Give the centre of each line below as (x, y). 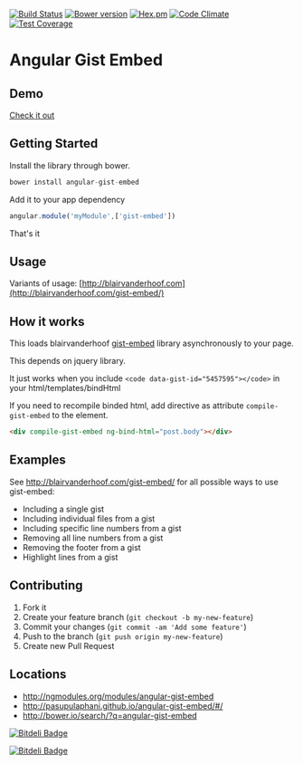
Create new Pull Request (68, 645)
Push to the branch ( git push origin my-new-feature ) (123, 636)
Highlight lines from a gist (70, 557)
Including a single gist (63, 509)
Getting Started (54, 143)
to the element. (80, 416)
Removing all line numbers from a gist (93, 538)
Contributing (46, 585)
